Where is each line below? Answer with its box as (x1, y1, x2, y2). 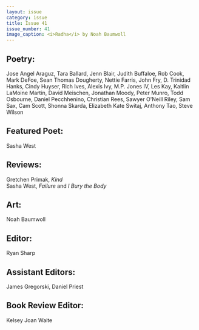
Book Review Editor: (6, 300, 84, 311)
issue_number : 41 (6, 25, 50, 32)
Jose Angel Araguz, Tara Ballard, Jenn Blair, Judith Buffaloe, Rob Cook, (6, 70, 184, 77)
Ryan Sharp (6, 249, 36, 257)
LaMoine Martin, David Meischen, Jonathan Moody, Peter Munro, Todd (6, 89, 184, 96)
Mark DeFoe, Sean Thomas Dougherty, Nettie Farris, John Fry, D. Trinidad (6, 76, 191, 84)
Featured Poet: (6, 126, 64, 136)
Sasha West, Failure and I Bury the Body (6, 182, 107, 190)
